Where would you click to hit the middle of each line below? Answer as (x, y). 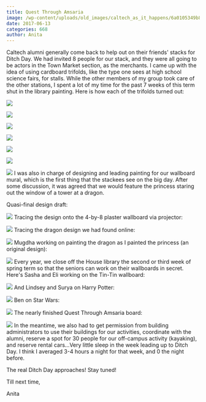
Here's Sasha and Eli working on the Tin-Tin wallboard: (76, 275)
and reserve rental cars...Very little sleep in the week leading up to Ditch (97, 345)
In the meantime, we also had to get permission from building (91, 325)
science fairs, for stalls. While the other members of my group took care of (101, 79)
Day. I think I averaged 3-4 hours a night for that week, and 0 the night (95, 352)
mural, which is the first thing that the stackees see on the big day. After (97, 180)
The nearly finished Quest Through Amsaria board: (78, 313)
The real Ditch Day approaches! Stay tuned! (61, 370)
